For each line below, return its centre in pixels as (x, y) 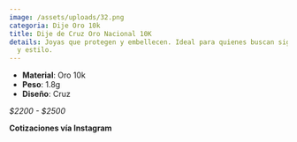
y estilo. (35, 50)
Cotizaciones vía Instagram (61, 128)
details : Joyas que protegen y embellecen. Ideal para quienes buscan (142, 42)
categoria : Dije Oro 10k (55, 26)
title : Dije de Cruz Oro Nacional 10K (80, 34)
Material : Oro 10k (54, 75)
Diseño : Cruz (46, 94)
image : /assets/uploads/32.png (67, 17)
